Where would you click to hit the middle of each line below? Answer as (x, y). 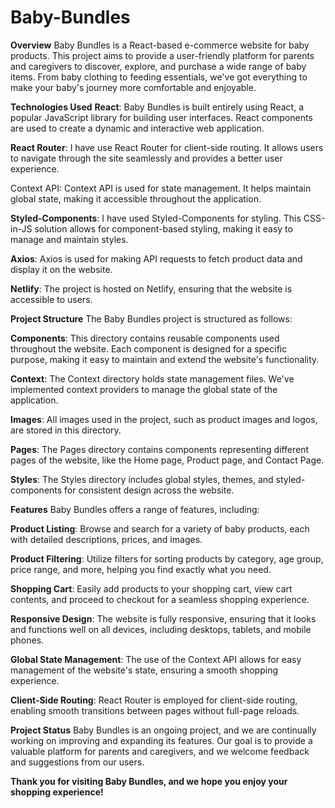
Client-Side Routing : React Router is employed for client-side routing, (154, 700)
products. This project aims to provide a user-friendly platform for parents (162, 55)
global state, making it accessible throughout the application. (136, 198)
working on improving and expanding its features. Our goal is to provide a (161, 740)
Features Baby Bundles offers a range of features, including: (135, 509)
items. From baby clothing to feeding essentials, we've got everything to (159, 77)
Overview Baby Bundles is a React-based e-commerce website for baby (160, 45)
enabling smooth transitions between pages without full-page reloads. (155, 710)
